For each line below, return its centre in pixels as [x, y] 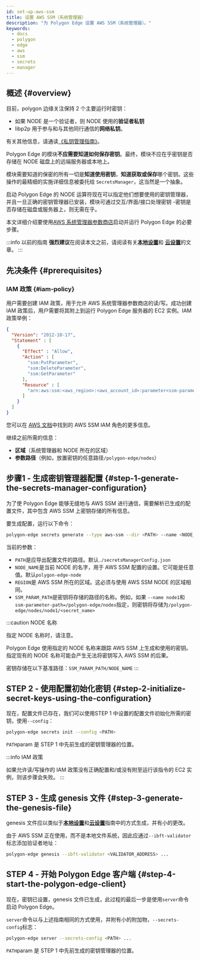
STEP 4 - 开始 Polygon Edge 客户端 [71, 874]
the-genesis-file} [39, 808]
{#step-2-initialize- [149, 688]
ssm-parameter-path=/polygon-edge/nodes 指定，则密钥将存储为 [91, 604]
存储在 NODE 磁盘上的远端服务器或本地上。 [60, 161]
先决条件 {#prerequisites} [54, 270]
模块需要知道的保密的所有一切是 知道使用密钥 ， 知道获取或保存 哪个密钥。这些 [100, 175]
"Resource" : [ [41, 385]
